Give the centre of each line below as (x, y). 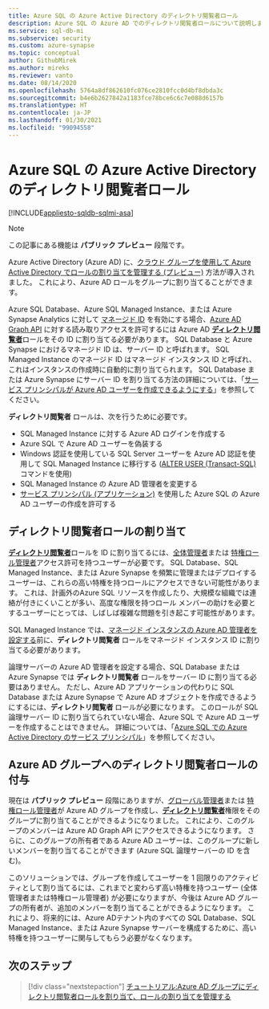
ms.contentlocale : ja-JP (50, 113)
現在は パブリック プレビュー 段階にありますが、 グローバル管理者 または (127, 800)
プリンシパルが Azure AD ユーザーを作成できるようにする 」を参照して (140, 389)
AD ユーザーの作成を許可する (68, 503)
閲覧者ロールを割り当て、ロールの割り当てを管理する (143, 997)
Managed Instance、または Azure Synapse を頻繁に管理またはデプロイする (133, 572)
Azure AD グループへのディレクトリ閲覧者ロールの (133, 765)
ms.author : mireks (39, 68)
